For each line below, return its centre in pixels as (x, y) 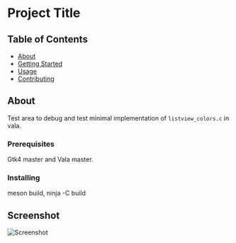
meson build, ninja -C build (47, 193)
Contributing (36, 79)
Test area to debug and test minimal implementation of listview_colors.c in (118, 118)
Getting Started (40, 64)
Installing (24, 178)
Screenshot (34, 215)
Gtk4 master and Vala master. (50, 159)
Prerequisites (31, 144)
